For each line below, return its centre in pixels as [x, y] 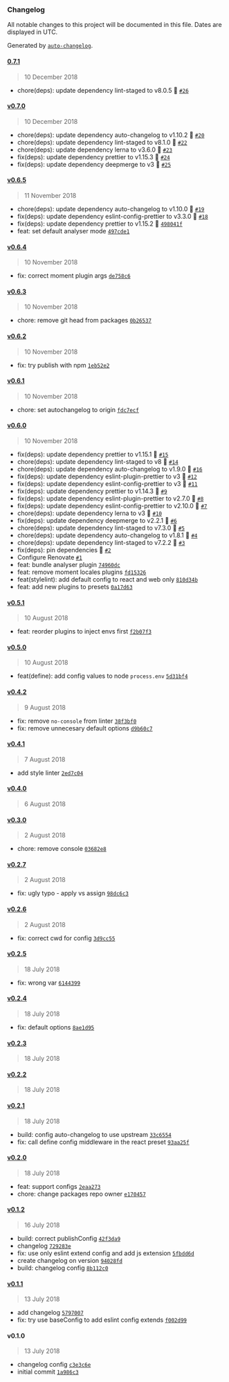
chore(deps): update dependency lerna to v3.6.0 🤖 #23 [95, 150]
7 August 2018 [45, 759]
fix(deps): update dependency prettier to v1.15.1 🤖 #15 [93, 454]
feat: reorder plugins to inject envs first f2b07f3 [84, 631]
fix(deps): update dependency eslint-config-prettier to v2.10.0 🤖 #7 [112, 505]
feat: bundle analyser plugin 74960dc [69, 564]
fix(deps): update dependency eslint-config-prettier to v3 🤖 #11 [107, 483]
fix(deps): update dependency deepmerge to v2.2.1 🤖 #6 [97, 520]
